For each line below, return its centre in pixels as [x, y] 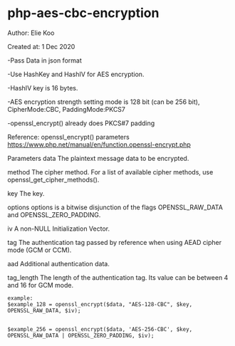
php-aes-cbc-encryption [83, 13]
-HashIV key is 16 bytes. [43, 88]
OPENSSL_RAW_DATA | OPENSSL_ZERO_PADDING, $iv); [81, 335]
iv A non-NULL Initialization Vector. [59, 229]
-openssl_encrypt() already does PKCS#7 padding [81, 123]
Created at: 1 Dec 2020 [41, 46]
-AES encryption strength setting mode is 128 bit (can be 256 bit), [104, 102]
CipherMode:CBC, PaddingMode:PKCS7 [67, 109]
